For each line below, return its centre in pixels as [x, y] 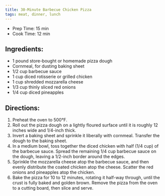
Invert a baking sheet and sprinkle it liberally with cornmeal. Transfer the [86, 136]
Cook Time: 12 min [31, 34]
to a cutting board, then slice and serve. [53, 188]
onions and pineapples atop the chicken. [54, 172]
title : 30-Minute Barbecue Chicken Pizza [48, 10]
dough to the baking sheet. [40, 141]
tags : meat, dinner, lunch [33, 14]
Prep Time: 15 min [31, 28]
